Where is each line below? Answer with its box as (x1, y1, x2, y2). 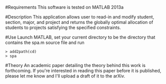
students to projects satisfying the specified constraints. (5, 24, 121, 30)
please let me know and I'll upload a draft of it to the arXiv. (5, 73, 125, 79)
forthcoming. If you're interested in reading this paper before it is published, (5, 67, 161, 73)
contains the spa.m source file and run (5, 39, 85, 45)
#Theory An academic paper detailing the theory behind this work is (5, 62, 146, 68)
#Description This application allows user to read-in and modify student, (5, 14, 154, 19)
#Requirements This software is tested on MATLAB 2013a (5, 4, 124, 10)
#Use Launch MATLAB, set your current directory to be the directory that (5, 34, 155, 40)
